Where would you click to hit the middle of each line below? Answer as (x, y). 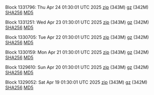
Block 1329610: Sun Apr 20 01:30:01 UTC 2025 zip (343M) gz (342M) (77, 67)
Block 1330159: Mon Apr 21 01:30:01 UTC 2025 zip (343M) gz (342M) (77, 52)
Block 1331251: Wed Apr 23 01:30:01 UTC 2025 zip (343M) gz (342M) (77, 22)
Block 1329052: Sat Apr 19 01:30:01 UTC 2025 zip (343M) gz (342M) (76, 82)
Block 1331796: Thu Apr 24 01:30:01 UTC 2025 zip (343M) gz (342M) (77, 7)
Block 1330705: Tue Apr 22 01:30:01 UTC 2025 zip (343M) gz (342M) (77, 37)
